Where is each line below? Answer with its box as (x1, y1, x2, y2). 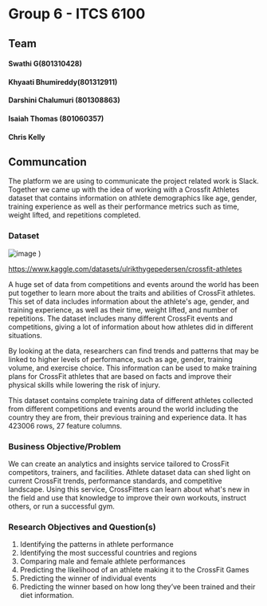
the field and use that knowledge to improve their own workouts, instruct (8, 492, 247, 502)
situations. (8, 330, 42, 340)
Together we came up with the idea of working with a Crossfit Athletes (8, 185, 240, 194)
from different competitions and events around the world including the (8, 404, 239, 413)
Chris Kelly (8, 132, 45, 142)
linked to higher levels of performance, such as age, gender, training (8, 354, 233, 364)
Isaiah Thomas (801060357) (8, 114, 104, 123)
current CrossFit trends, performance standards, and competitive (8, 476, 223, 485)
